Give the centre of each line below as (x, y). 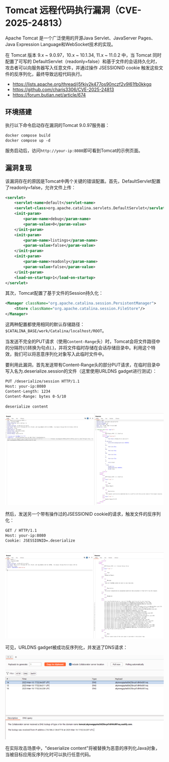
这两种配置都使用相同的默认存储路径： (45, 325)
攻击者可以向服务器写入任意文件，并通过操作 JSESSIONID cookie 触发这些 (82, 68)
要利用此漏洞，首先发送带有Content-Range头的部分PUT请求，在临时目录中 (83, 365)
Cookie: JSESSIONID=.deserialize (40, 541)
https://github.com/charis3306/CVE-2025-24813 (63, 89)
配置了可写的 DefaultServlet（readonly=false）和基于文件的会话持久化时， (82, 61)
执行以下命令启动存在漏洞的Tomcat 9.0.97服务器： (57, 125)
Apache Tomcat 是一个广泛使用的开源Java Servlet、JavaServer (71, 38)
